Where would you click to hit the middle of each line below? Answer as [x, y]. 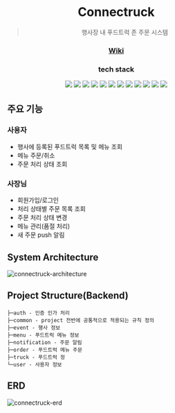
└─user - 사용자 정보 [35, 364]
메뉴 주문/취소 [36, 155]
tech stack [116, 69]
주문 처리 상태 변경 [42, 218]
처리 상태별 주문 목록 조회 [52, 209]
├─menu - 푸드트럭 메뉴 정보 [43, 335]
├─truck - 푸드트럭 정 [36, 357]
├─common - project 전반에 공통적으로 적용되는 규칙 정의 [81, 320]
